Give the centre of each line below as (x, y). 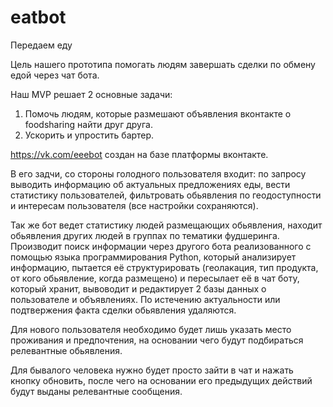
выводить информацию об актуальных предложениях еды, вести (150, 184)
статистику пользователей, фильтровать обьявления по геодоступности (166, 195)
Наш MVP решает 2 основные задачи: (91, 94)
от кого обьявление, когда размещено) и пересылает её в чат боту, (155, 278)
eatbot (38, 17)
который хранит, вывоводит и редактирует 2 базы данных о (138, 288)
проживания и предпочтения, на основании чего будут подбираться (157, 340)
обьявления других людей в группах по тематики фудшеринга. (145, 235)
